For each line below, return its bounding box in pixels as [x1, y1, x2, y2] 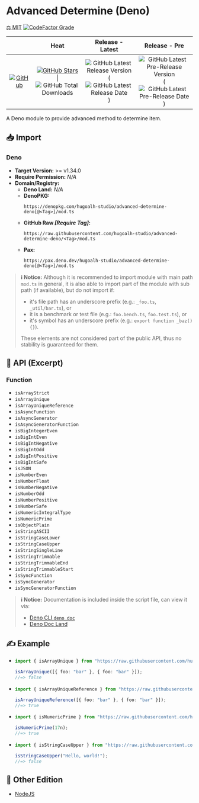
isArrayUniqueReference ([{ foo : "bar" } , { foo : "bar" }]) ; [14, 697, 166, 703]
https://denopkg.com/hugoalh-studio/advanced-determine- [23, 203, 168, 210]
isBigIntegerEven [14, 428, 58, 434]
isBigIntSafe [14, 460, 47, 465]
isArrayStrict [14, 390, 50, 396]
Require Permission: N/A [14, 173, 77, 180]
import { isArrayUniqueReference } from [14, 686, 116, 692]
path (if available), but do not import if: [20, 286, 115, 294]
